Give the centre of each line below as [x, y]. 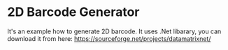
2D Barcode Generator [73, 12]
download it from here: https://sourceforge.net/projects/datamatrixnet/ [109, 38]
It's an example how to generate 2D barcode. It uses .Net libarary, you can [114, 31]
